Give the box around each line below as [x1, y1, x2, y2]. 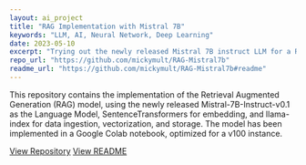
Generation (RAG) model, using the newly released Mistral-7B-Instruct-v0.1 [9, 98, 291, 109]
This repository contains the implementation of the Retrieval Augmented [9, 88, 280, 100]
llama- [265, 108, 290, 119]
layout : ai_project [9, 13, 84, 23]
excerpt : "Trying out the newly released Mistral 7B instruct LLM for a [9, 47, 291, 57]
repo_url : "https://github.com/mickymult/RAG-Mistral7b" [9, 56, 230, 65]
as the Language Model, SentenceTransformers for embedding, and [9, 108, 264, 119]
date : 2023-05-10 [9, 38, 76, 48]
